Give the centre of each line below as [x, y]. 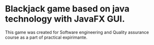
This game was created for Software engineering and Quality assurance [77, 32]
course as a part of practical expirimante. [46, 37]
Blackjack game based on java [67, 9]
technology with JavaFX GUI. [65, 19]
